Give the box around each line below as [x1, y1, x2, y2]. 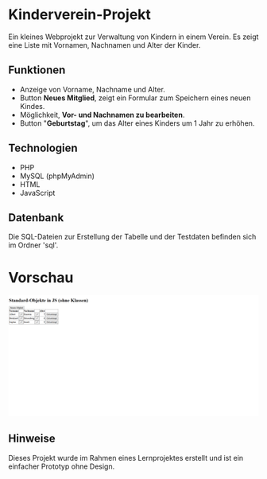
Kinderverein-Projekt [8, 6, 151, 24]
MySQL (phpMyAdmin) [19, 171, 95, 181]
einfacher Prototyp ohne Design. [8, 461, 115, 471]
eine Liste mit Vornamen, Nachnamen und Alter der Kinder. [8, 40, 201, 49]
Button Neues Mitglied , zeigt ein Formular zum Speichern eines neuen [19, 93, 251, 103]
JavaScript [19, 188, 56, 197]
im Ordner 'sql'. [8, 240, 59, 250]
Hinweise [8, 432, 56, 446]
